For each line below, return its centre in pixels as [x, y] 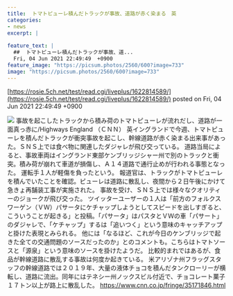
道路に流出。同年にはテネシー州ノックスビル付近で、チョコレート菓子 [125, 276]
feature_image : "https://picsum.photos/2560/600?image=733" [96, 65]
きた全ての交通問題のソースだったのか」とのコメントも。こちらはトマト [110, 242]
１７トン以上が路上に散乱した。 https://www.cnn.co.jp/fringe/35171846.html [116, 285]
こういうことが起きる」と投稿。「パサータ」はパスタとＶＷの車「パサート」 [115, 216]
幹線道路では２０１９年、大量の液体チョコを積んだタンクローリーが [122, 268]
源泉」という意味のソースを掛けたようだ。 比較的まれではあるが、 [120, 250]
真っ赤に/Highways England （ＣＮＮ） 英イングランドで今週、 [103, 129]
